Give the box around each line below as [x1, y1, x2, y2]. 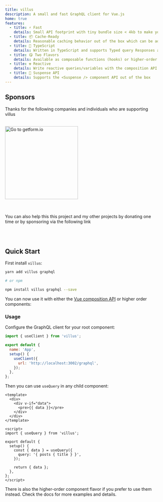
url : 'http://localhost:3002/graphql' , [17, 361, 98, 366]
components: [5, 301, 32, 307]
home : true [5, 16, 27, 21]
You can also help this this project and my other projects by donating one [5, 213, 151, 219]
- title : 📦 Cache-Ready [9, 35, 59, 39]
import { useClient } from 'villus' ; [5, 334, 81, 339]
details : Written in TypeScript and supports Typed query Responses [14, 48, 155, 53]
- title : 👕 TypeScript [9, 43, 55, 48]
